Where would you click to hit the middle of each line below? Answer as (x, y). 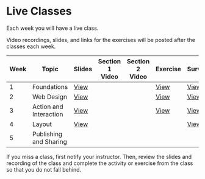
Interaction (48, 114)
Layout (42, 124)
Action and (48, 107)
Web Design (50, 97)
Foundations (50, 86)
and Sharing (50, 141)
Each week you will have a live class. (52, 28)
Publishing (48, 134)
